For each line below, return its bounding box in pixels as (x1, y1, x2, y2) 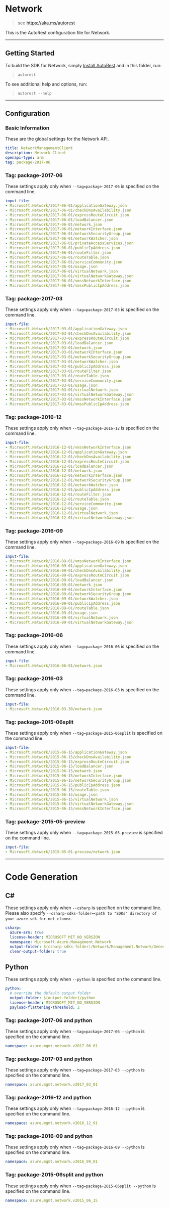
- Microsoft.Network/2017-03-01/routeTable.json (5, 373, 109, 378)
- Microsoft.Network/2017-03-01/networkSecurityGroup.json (5, 354, 132, 360)
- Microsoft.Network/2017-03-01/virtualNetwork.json (5, 387, 118, 392)
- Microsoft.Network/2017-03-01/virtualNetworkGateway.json (5, 392, 134, 397)
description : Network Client (5, 150, 66, 156)
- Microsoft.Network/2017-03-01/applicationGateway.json (5, 327, 127, 332)
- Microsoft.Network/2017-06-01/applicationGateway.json (5, 203, 127, 208)
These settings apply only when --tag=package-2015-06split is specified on (5, 730, 162, 736)
